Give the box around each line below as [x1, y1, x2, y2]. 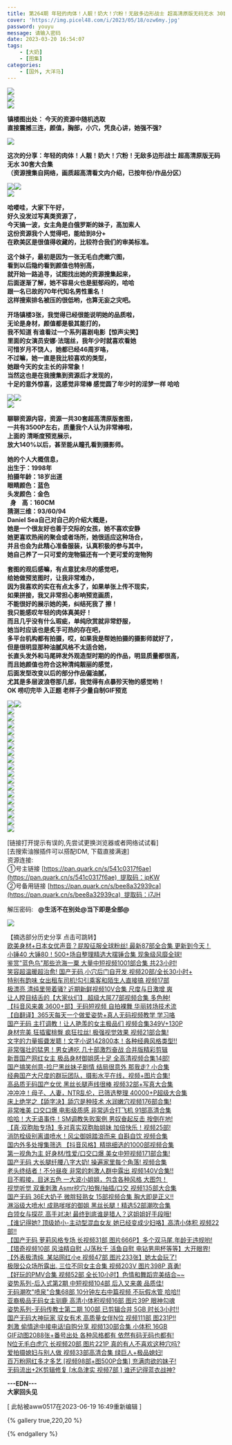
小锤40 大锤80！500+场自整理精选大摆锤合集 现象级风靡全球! [7, 950, 182, 958]
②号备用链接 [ [7, 881, 50, 890]
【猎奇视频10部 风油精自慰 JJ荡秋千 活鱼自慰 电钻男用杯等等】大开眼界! [7, 1244, 211, 1253]
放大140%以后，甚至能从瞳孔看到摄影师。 [7, 440, 128, 449]
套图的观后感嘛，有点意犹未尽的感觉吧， [7, 565, 122, 573]
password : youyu [7, 23, 54, 30]
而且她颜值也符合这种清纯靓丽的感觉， [7, 660, 116, 668]
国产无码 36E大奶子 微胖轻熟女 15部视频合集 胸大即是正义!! [7, 1192, 174, 1201]
